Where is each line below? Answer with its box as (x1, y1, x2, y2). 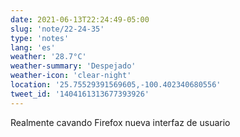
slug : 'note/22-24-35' (10, 24, 105, 34)
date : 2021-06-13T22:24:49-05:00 (10, 14, 150, 25)
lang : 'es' (10, 42, 56, 53)
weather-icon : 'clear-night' (10, 71, 132, 81)
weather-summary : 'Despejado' (10, 61, 137, 71)
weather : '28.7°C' (10, 52, 87, 62)
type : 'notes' (10, 33, 70, 43)
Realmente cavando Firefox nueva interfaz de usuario (10, 116, 231, 128)
